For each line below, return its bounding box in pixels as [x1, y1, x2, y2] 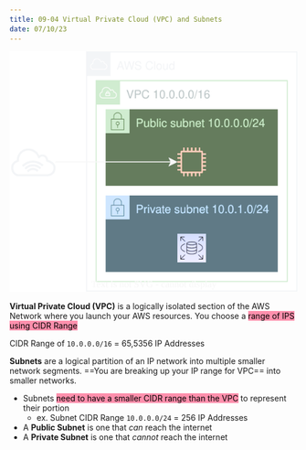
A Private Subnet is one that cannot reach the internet [22, 431, 228, 443]
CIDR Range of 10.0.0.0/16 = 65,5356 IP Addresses [9, 337, 206, 348]
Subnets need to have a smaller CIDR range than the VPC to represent [22, 392, 287, 403]
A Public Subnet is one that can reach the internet [22, 422, 213, 433]
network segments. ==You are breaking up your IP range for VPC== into [9, 365, 281, 376]
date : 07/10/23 [9, 24, 68, 34]
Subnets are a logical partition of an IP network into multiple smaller [9, 355, 266, 366]
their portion [22, 402, 70, 413]
